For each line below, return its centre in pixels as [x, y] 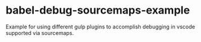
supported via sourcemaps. [40, 33]
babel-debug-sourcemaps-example [98, 10]
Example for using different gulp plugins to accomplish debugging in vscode [101, 27]
